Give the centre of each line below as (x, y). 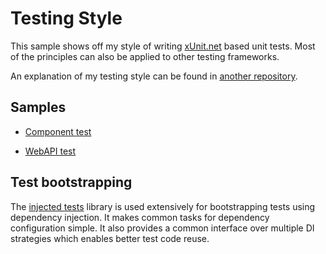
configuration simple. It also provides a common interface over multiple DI (162, 228)
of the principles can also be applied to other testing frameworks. (145, 56)
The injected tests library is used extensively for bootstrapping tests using (163, 206)
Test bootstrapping (71, 182)
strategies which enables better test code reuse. (110, 238)
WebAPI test (50, 151)
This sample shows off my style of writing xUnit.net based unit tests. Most (163, 46)
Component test (58, 131)
